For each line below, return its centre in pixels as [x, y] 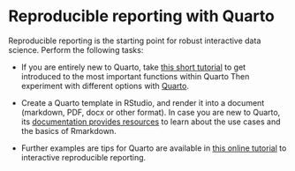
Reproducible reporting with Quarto [142, 16]
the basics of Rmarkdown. [68, 130]
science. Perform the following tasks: [76, 49]
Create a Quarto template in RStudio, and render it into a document [143, 102]
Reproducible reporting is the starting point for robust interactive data [135, 41]
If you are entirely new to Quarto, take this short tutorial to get [133, 67]
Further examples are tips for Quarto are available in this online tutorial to [154, 148]
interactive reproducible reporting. [83, 157]
